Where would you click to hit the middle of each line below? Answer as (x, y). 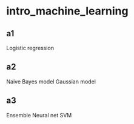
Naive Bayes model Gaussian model (51, 81)
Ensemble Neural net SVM (39, 115)
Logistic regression (30, 48)
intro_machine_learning (67, 11)
